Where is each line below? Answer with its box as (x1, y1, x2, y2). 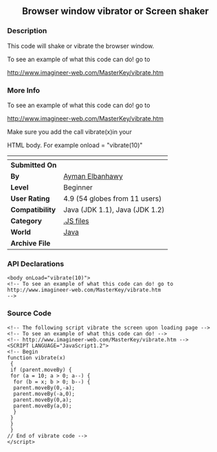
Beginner (63, 182, 93, 192)
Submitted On (10, 160, 57, 170)
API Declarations (7, 259, 65, 269)
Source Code (7, 308, 52, 318)
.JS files (63, 216, 89, 225)
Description (7, 26, 47, 36)
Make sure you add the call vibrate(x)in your (7, 127, 133, 136)
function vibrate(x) (7, 354, 67, 361)
